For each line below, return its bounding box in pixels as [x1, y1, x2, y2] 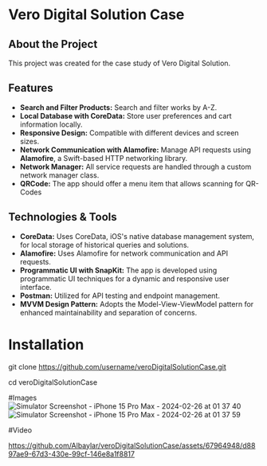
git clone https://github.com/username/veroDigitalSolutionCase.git [8, 362, 226, 371]
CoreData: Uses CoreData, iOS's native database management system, [19, 231, 255, 241]
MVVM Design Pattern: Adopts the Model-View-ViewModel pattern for [19, 299, 254, 308]
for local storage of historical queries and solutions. [19, 240, 190, 249]
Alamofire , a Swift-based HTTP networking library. [19, 153, 188, 163]
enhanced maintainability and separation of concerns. [19, 307, 198, 317]
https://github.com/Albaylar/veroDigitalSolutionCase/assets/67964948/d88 [8, 441, 256, 450]
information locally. [19, 119, 83, 129]
